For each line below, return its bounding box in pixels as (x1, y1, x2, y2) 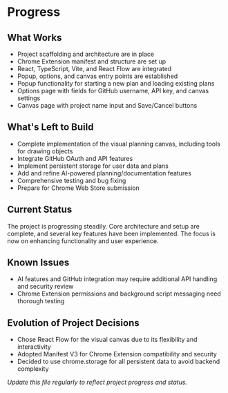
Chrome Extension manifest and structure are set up (17, 57, 167, 66)
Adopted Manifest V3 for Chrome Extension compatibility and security (17, 350, 218, 358)
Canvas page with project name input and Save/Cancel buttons (17, 102, 198, 109)
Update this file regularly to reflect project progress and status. (7, 378, 188, 387)
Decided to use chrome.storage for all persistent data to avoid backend (17, 357, 220, 366)
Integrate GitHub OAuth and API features (17, 154, 133, 162)
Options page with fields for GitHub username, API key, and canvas (17, 87, 209, 95)
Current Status (7, 204, 73, 215)
